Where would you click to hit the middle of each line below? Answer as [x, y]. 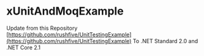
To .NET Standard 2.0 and [165, 41]
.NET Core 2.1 [24, 47]
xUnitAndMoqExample [65, 11]
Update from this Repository [42, 28]
